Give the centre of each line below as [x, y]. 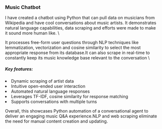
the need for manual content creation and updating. [57, 121]
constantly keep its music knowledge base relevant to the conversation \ [77, 58]
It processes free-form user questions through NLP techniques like [72, 43]
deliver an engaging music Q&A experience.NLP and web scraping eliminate [81, 116]
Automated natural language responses [51, 91]
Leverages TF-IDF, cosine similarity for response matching [70, 97]
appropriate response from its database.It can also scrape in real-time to [78, 53]
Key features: [19, 69]
